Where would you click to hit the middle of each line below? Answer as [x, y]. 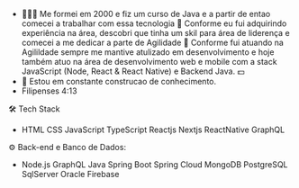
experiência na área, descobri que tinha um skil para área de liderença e [155, 33]
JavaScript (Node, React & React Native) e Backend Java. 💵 [133, 71]
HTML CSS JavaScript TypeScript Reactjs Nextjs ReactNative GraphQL [153, 130]
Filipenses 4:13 [49, 91]
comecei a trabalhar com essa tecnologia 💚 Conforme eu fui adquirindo [154, 23]
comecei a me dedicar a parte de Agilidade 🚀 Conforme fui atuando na [153, 42]
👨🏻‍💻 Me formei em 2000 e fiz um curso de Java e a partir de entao [146, 14]
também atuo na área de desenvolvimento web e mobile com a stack [149, 62]
